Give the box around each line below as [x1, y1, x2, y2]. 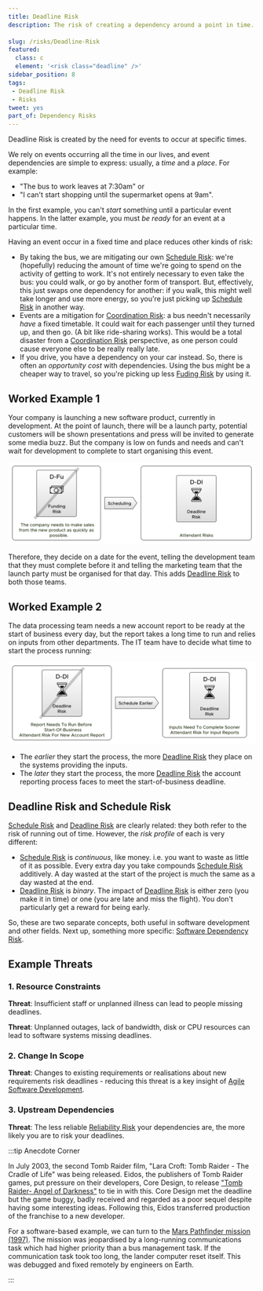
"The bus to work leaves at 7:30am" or [19, 181, 145, 192]
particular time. [8, 222, 57, 232]
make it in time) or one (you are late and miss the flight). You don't [19, 894, 234, 904]
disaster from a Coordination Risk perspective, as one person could [19, 336, 238, 346]
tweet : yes [8, 104, 44, 112]
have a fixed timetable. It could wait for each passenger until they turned [19, 319, 255, 329]
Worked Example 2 [8, 600, 102, 613]
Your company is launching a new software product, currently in [8, 412, 216, 422]
